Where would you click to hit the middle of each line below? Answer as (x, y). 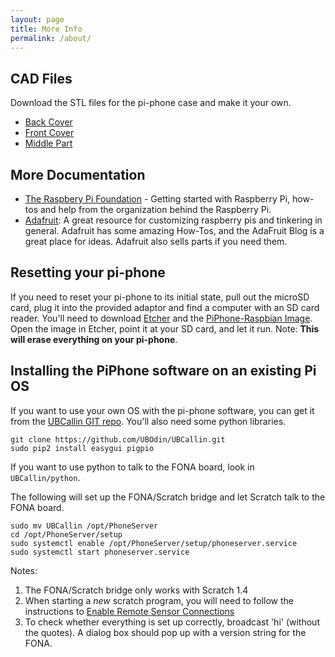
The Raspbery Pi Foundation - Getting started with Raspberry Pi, (157, 199)
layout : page (37, 19)
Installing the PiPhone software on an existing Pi (163, 371)
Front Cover (49, 133)
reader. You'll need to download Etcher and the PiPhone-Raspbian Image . (161, 318)
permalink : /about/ (51, 38)
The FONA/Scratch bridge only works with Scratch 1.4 (136, 590)
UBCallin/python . (45, 477)
